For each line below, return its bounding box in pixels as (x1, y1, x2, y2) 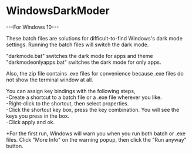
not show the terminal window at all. (6, 76, 93, 83)
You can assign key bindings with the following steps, (6, 87, 136, 94)
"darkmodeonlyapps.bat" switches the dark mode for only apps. (6, 59, 161, 66)
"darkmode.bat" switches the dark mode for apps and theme (6, 52, 154, 59)
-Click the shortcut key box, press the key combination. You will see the (6, 106, 180, 113)
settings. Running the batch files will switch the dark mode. (6, 41, 149, 48)
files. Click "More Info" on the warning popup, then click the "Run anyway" (6, 136, 187, 143)
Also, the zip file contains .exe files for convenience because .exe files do (6, 70, 184, 77)
